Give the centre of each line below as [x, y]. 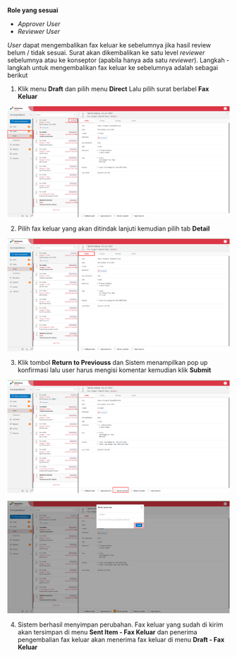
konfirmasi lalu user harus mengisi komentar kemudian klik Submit [114, 370]
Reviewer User [39, 31]
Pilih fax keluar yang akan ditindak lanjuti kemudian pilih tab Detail [114, 228]
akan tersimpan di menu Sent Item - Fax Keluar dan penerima [107, 632]
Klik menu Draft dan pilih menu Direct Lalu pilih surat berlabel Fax [113, 89]
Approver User [39, 24]
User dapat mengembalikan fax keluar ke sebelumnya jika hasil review [109, 45]
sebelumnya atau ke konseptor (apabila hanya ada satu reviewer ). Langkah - [119, 60]
